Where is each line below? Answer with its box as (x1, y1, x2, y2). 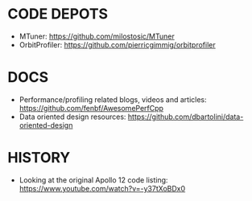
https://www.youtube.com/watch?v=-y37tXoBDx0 (19, 183, 186, 193)
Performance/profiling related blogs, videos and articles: (19, 94, 207, 105)
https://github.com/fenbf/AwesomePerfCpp (19, 103, 164, 113)
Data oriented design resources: (19, 112, 126, 121)
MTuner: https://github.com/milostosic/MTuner (19, 31, 175, 41)
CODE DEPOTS (7, 5, 109, 23)
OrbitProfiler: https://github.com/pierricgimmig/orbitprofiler (19, 39, 216, 49)
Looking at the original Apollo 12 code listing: (19, 174, 168, 185)
